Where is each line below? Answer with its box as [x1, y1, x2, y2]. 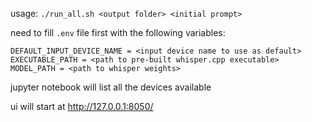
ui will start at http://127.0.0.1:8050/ [10, 101, 154, 112]
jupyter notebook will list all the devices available [10, 81, 212, 93]
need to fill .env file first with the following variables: [10, 27, 226, 38]
